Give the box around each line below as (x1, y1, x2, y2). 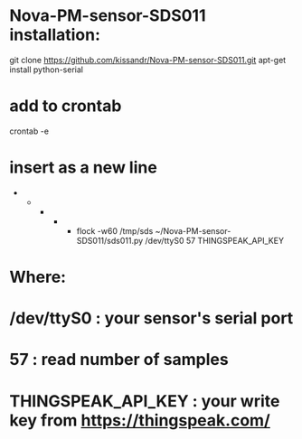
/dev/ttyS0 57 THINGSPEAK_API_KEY (145, 235, 285, 246)
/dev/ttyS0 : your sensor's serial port (9, 308, 294, 329)
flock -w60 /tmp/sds (76, 225, 154, 236)
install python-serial (9, 64, 84, 75)
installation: (9, 24, 101, 45)
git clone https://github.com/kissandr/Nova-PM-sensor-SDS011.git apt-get (9, 54, 287, 65)
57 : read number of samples (9, 350, 229, 370)
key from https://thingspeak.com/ (9, 410, 271, 430)
